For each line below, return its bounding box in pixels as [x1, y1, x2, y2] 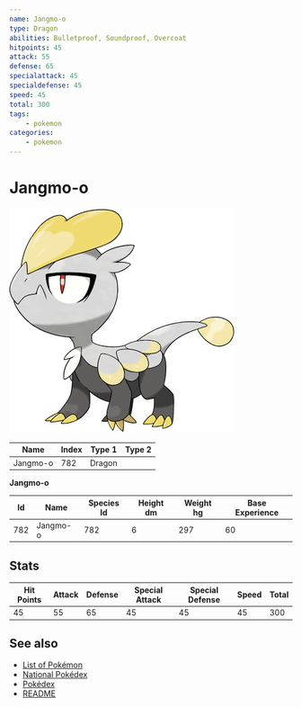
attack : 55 [9, 52, 50, 62]
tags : [9, 109, 30, 119]
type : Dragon [9, 23, 58, 33]
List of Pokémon [22, 659, 84, 670]
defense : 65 [9, 62, 54, 71]
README [22, 688, 57, 699]
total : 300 [9, 100, 50, 109]
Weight [183, 497, 212, 508]
